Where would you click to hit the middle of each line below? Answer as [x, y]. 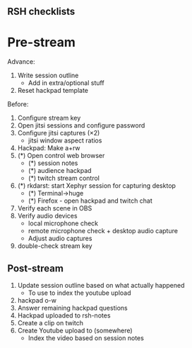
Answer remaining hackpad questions [73, 308]
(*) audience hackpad [60, 171]
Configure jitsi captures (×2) [59, 133]
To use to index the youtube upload [80, 293]
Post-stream [35, 268]
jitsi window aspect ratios [65, 140]
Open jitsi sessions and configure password [81, 125]
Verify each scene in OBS [55, 208]
